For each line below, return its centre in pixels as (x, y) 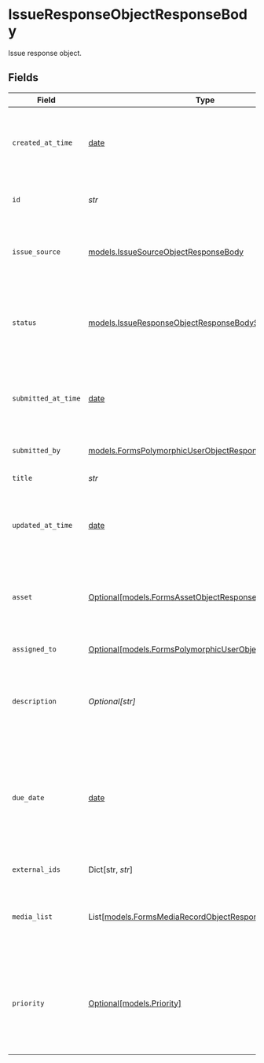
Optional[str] (112, 701)
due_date (28, 797)
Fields (24, 78)
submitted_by (37, 450)
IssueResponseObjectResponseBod (128, 15)
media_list (32, 917)
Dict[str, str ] (111, 869)
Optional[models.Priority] (135, 1003)
